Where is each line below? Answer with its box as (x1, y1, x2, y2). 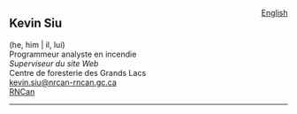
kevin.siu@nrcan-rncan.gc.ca (9, 77, 118, 87)
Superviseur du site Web (9, 57, 99, 69)
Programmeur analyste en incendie (9, 49, 137, 59)
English (261, 8, 288, 18)
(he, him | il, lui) (9, 39, 65, 49)
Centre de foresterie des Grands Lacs (9, 67, 147, 78)
